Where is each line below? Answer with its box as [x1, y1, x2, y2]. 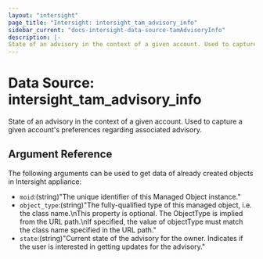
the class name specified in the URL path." [19, 225, 157, 235]
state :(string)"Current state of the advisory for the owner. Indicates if [19, 233, 243, 243]
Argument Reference [8, 148, 113, 161]
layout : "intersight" [8, 11, 79, 20]
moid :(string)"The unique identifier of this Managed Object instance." [19, 192, 241, 201]
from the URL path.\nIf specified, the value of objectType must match [19, 217, 243, 226]
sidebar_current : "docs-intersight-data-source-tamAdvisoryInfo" [8, 26, 225, 34]
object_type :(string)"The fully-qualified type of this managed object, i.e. [19, 200, 252, 210]
